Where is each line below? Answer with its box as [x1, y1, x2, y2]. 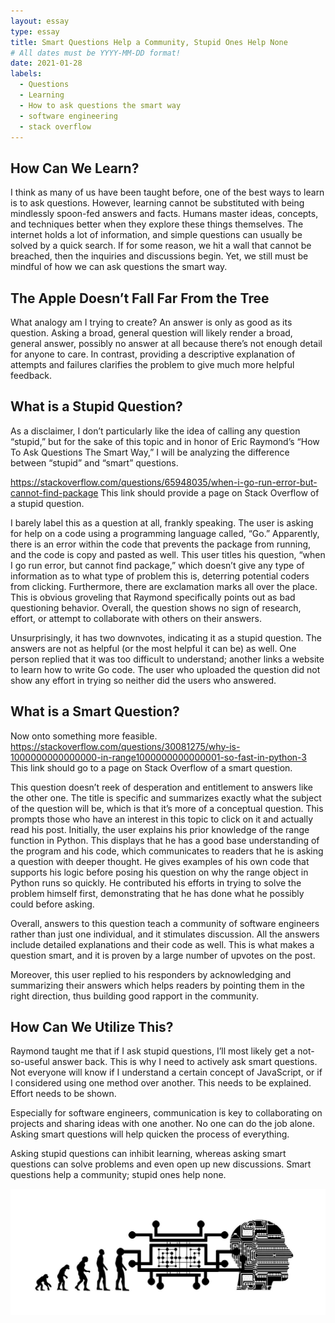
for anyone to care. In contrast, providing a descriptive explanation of [10, 348, 296, 360]
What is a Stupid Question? [10, 398, 183, 415]
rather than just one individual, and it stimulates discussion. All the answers [10, 928, 320, 940]
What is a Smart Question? [10, 703, 180, 720]
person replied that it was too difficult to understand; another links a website [10, 653, 325, 665]
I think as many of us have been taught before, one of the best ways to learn [10, 186, 325, 199]
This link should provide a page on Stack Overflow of [100, 486, 320, 499]
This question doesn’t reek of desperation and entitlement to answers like [10, 781, 313, 793]
